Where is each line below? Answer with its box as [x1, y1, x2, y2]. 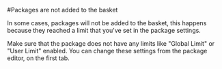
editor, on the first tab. [7, 54, 70, 62]
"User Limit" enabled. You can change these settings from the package [7, 47, 208, 55]
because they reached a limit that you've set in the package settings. [7, 27, 202, 34]
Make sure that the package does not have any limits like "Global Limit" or [7, 40, 215, 47]
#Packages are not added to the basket [7, 6, 118, 14]
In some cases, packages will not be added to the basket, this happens [7, 19, 207, 27]
